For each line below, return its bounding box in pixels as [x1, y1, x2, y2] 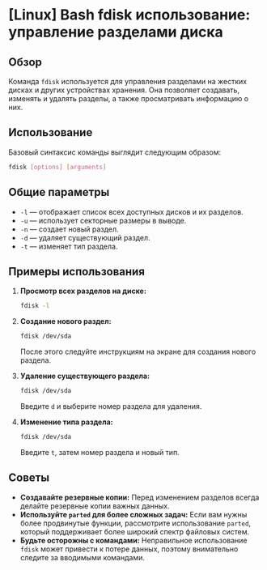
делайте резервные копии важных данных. [19, 500, 170, 511]
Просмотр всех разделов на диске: [19, 286, 147, 296]
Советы [8, 471, 50, 485]
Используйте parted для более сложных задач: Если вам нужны [19, 509, 248, 519]
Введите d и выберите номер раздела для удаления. [19, 401, 202, 410]
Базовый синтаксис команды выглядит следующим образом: [8, 147, 221, 157]
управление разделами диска [8, 23, 224, 41]
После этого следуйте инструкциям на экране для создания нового [19, 347, 256, 357]
